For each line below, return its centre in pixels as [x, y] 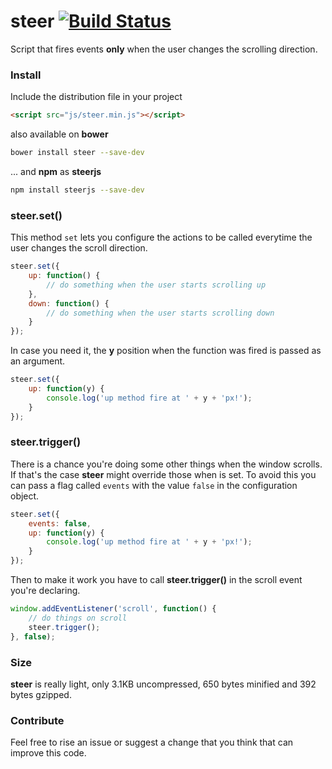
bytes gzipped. [41, 694]
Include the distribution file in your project [96, 97]
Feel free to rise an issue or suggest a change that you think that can [152, 742]
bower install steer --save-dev [77, 153]
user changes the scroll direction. [79, 248]
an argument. [38, 361]
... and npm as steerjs [56, 171]
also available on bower [59, 134]
